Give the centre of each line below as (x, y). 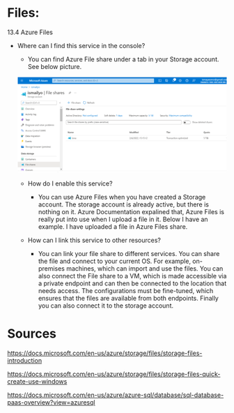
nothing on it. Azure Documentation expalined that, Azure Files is (131, 211)
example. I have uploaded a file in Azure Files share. (113, 226)
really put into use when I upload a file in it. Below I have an (123, 219)
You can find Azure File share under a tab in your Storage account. (123, 59)
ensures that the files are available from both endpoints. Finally (128, 298)
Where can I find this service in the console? (81, 45)
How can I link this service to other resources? (94, 240)
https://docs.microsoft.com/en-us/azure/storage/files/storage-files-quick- (114, 374)
